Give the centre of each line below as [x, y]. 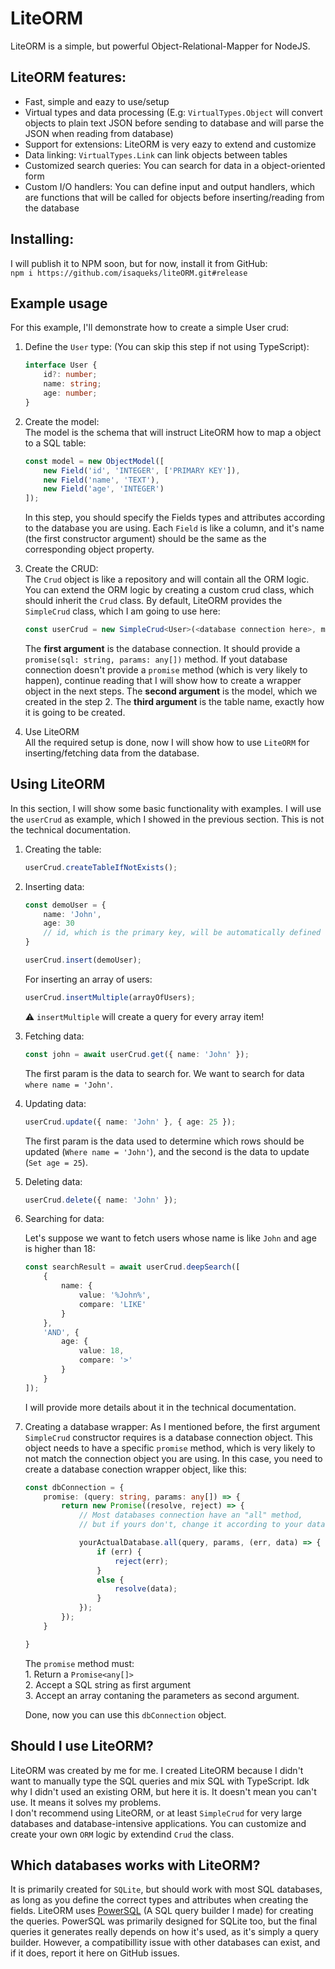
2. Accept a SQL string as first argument [108, 1684]
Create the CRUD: [61, 569]
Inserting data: [54, 886]
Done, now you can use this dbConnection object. [125, 1714]
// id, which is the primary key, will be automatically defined [182, 933]
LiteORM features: [68, 77]
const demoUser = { [65, 905]
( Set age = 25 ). [56, 1162]
